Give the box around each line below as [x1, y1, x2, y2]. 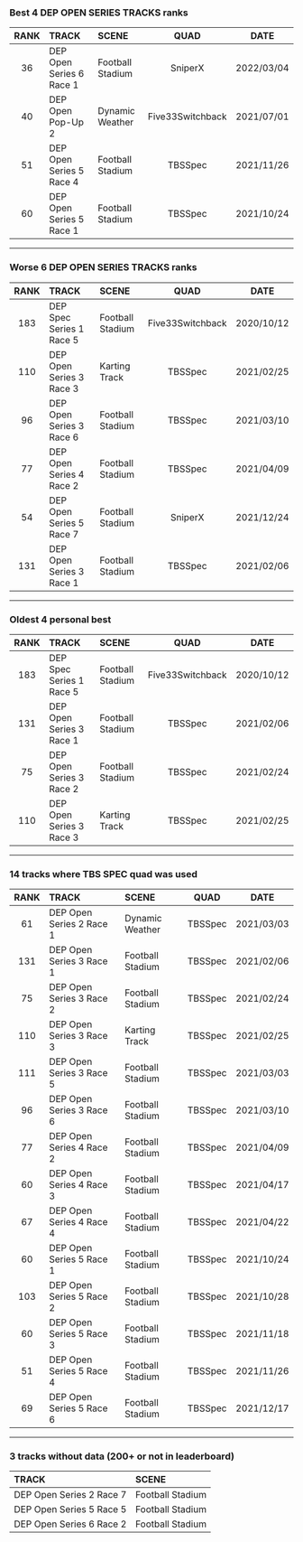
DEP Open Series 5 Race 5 [14, 1503, 127, 1516]
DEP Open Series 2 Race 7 [14, 1489, 127, 1501]
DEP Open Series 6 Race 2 [14, 1518, 127, 1530]
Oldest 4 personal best [9, 612, 112, 625]
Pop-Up [49, 116, 84, 128]
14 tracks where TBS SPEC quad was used [9, 867, 198, 880]
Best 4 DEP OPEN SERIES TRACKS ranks [9, 6, 189, 19]
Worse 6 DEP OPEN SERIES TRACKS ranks [9, 261, 197, 274]
